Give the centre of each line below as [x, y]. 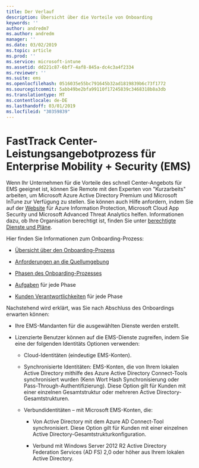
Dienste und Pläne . [29, 227]
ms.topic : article [29, 51]
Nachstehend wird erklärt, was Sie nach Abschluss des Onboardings [90, 308]
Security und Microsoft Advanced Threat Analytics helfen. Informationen [95, 215]
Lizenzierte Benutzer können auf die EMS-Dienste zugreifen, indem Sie [102, 337]
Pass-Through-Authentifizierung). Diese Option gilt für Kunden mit [105, 386]
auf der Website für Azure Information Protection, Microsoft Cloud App [93, 208]
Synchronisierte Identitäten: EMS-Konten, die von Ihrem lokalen [101, 367]
